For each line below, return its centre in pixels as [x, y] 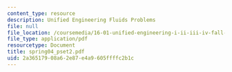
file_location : [29, 33]
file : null [23, 26]
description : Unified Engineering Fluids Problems [81, 20]
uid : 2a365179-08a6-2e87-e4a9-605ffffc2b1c [71, 58]
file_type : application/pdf [48, 39]
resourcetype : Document [41, 45]
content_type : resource [41, 13]
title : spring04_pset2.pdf [46, 52]
